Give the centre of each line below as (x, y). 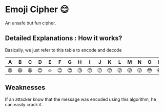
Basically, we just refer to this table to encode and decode (63, 50)
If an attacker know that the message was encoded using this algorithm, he (81, 99)
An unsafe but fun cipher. (31, 23)
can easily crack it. (24, 104)
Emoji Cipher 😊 (37, 9)
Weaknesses (25, 87)
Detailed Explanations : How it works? (64, 38)
